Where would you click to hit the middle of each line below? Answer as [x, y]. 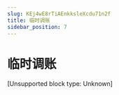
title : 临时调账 [29, 20]
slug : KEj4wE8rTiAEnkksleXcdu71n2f [59, 14]
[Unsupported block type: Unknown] [60, 84]
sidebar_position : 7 [37, 27]
